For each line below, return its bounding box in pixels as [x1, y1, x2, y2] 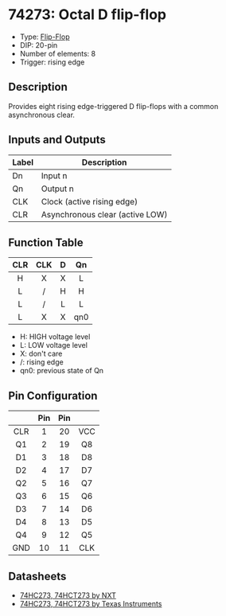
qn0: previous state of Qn [19, 366, 104, 376]
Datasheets [8, 569, 67, 583]
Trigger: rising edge [19, 57, 85, 67]
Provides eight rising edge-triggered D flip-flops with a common [8, 101, 219, 111]
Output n [41, 183, 74, 194]
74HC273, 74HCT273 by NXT [19, 591, 117, 600]
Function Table [8, 236, 84, 249]
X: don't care [19, 349, 63, 359]
